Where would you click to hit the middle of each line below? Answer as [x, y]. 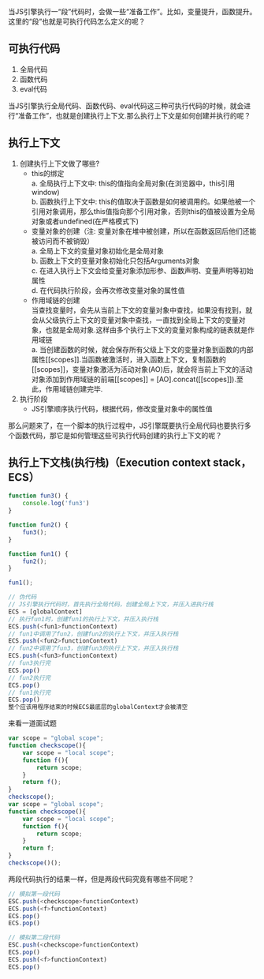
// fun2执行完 [30, 677]
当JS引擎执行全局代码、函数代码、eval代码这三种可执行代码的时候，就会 [126, 106]
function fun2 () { [38, 525]
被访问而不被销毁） [63, 241]
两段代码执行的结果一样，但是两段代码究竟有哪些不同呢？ [101, 879]
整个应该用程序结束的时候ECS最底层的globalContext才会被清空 [98, 707]
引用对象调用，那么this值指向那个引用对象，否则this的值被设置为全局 [143, 211]
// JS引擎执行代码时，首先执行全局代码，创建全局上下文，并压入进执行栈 [111, 605]
